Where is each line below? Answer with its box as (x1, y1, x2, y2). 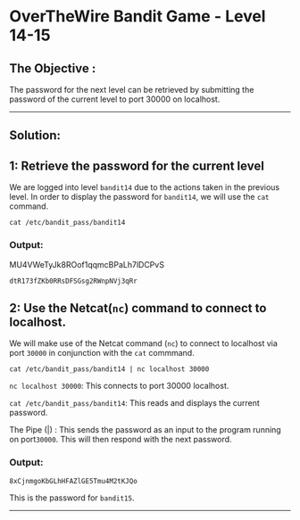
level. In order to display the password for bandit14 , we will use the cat (9, 192, 270, 202)
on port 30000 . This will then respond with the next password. (9, 434, 232, 445)
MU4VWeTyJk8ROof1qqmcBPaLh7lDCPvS (9, 259, 165, 269)
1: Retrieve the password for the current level (9, 158, 265, 173)
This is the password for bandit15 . (9, 492, 135, 503)
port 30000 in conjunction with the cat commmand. (9, 348, 195, 359)
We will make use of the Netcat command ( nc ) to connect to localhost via (9, 338, 279, 349)
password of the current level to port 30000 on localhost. (9, 94, 221, 104)
